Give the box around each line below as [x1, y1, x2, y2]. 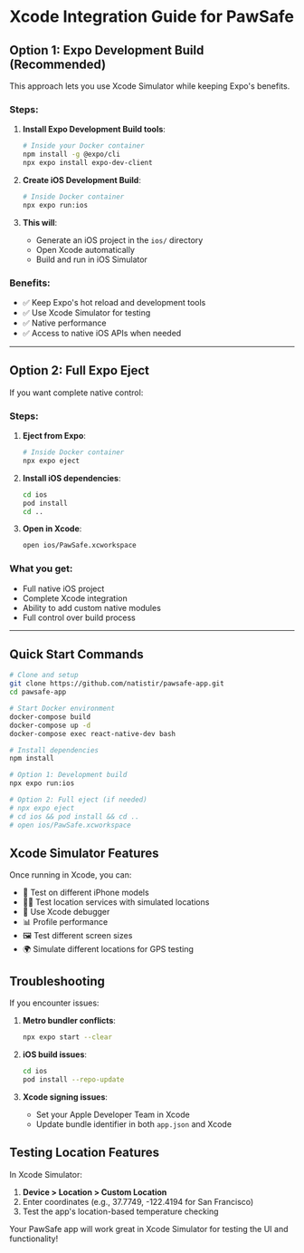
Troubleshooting [9, 973, 106, 989]
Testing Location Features [9, 1145, 160, 1161]
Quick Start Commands [9, 646, 144, 663]
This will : [22, 217, 58, 228]
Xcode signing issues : [22, 1091, 109, 1102]
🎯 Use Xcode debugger [22, 907, 110, 918]
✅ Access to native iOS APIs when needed [22, 327, 182, 338]
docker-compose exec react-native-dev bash [9, 729, 176, 738]
